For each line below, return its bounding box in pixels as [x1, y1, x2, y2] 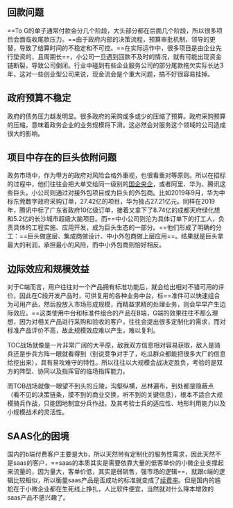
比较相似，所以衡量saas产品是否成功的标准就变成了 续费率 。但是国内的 [12, 476, 215, 484]
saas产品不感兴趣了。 [7, 493, 69, 502]
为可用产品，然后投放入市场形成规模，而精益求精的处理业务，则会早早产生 [7, 300, 220, 309]
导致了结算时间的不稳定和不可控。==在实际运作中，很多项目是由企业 [19, 44, 216, 52]
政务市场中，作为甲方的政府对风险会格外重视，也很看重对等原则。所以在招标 [7, 171, 226, 179]
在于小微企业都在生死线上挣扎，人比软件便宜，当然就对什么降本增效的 [12, 485, 214, 493]
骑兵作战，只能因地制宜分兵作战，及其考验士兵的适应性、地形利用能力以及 [12, 399, 226, 408]
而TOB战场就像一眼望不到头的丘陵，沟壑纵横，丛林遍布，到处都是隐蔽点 [7, 382, 214, 391]
